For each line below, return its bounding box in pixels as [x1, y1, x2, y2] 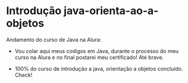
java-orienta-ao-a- [63, 4, 159, 18]
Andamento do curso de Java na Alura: [6, 36, 102, 43]
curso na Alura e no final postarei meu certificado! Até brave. [14, 54, 164, 61]
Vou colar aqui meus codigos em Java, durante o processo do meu [14, 47, 179, 54]
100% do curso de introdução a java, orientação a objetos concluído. [14, 65, 183, 72]
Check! [14, 71, 33, 78]
